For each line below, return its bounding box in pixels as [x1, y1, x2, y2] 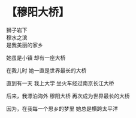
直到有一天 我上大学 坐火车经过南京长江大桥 [6, 79, 114, 87]
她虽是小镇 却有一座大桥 [6, 54, 66, 61]
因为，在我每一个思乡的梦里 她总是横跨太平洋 [6, 105, 118, 112]
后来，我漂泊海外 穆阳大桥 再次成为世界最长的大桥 [6, 92, 130, 99]
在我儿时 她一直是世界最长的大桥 [6, 66, 87, 74]
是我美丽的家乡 [6, 41, 43, 49]
